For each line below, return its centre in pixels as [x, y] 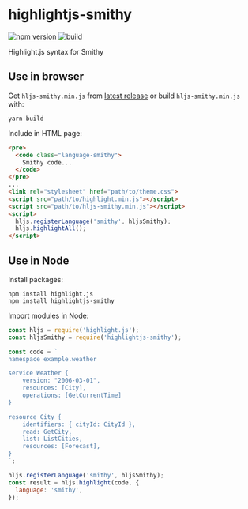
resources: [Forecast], [62, 447]
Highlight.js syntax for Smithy [56, 51]
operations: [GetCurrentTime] [72, 396]
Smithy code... [47, 162]
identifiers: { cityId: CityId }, [79, 424]
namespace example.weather [53, 359]
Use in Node [39, 260]
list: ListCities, [53, 439]
